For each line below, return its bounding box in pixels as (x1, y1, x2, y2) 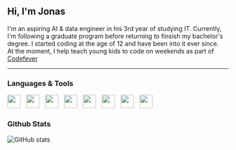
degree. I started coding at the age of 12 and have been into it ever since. (7, 39, 219, 48)
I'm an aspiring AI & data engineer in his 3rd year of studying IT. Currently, (7, 24, 222, 32)
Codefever (7, 54, 39, 63)
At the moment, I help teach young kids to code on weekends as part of (7, 46, 214, 55)
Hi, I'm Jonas (7, 6, 66, 18)
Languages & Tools (7, 78, 74, 88)
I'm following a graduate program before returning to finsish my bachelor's (7, 32, 223, 40)
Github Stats (7, 119, 51, 129)
